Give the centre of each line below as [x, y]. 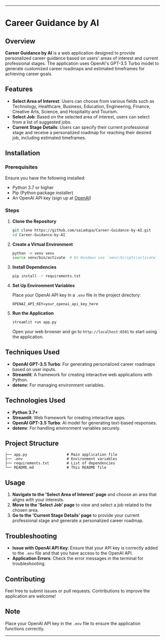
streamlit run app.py [34, 322]
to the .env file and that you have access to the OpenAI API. [72, 553]
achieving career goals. [29, 74]
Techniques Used [32, 352]
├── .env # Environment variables [61, 459]
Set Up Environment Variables [43, 286]
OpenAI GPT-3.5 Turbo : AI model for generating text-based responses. [84, 423]
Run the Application [33, 313]
